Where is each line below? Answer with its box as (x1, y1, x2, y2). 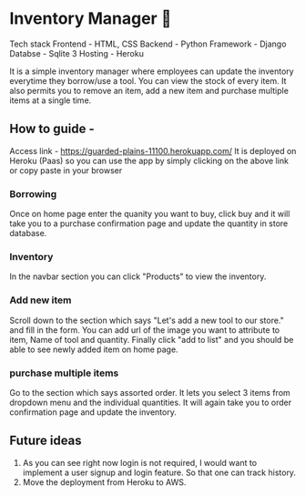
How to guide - (9, 121, 96, 137)
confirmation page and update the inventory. (9, 406, 178, 418)
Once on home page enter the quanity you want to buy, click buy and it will (9, 209, 290, 220)
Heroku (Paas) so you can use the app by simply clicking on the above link (9, 155, 290, 166)
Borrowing (9, 187, 57, 200)
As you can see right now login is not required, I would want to (22, 457, 258, 468)
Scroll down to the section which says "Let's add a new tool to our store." (9, 315, 285, 326)
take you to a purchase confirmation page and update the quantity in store (9, 218, 289, 229)
